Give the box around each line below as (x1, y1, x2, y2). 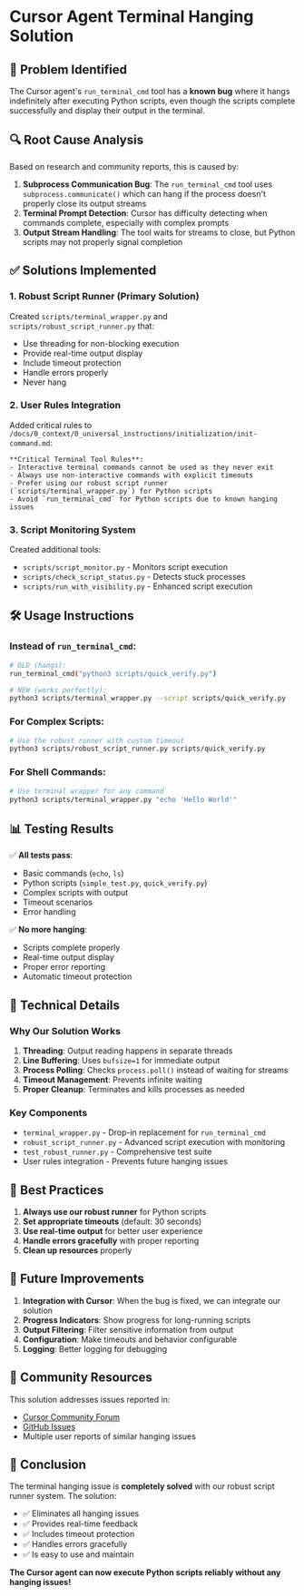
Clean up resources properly (22, 1245, 132, 1256)
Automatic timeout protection (22, 971, 132, 982)
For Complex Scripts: (9, 715, 104, 728)
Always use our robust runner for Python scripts (22, 1206, 207, 1217)
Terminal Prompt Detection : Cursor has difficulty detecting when (22, 207, 268, 219)
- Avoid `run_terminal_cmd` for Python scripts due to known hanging (9, 494, 279, 504)
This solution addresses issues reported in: (9, 1394, 171, 1405)
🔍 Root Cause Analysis (9, 132, 143, 148)
